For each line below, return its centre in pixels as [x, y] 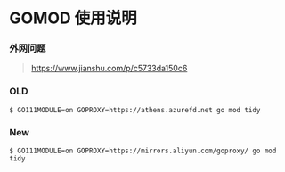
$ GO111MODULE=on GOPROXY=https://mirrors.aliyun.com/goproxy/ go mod [143, 151]
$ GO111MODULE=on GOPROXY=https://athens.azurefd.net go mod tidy [135, 110]
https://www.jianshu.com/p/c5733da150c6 [109, 69]
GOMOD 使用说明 [73, 18]
